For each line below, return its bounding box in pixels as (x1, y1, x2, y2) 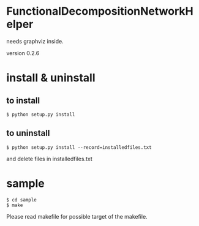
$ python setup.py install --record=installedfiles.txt (6, 144, 152, 151)
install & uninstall (6, 71, 96, 85)
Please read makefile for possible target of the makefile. (6, 213, 148, 220)
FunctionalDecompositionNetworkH (6, 4, 194, 18)
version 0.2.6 (6, 49, 40, 56)
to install (6, 95, 40, 105)
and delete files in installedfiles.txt (6, 155, 93, 162)
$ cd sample (6, 197, 37, 203)
